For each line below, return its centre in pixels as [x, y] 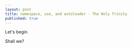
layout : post [18, 9]
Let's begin [16, 32]
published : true [21, 18]
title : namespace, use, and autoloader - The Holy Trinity [66, 14]
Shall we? [15, 41]
